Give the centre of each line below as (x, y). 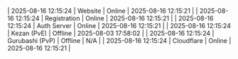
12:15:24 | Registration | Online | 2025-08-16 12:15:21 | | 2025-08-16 (114, 18)
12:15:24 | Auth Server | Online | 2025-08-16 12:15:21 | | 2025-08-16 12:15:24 (119, 26)
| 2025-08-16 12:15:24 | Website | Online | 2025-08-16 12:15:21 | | (103, 11)
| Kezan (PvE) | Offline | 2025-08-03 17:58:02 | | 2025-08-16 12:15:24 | (111, 33)
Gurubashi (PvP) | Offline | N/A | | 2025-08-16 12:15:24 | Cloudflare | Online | (119, 41)
